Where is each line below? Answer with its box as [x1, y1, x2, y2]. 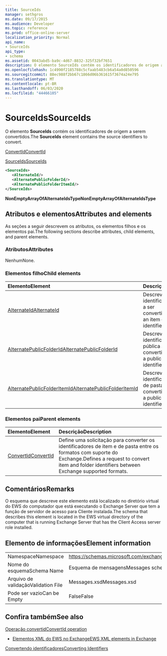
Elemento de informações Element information [5, 539, 151, 547]
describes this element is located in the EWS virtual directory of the [5, 514, 143, 520]
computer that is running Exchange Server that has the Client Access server [5, 519, 161, 525]
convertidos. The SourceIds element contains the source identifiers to [5, 134, 148, 140]
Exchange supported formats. [59, 468, 128, 475]
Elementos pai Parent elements [5, 416, 81, 423]
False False [69, 593, 93, 600]
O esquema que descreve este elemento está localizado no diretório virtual [5, 498, 159, 504]
